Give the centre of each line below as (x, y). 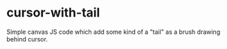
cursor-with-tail (53, 13)
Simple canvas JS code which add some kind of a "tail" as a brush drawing (113, 32)
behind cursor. (27, 39)
